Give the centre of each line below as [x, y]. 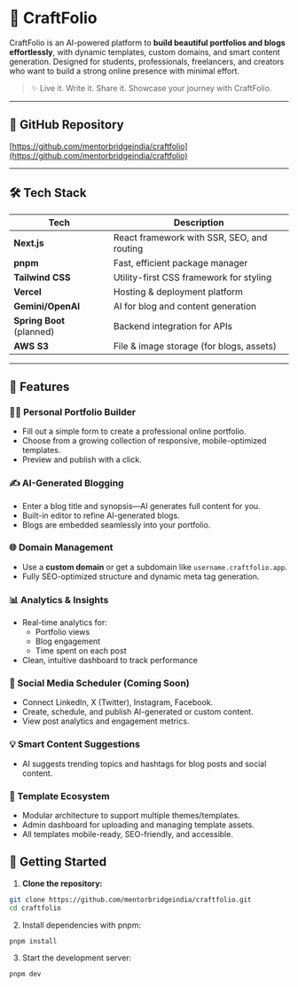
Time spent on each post [81, 651]
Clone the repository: [62, 883]
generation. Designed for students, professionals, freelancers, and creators [147, 61]
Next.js [29, 243]
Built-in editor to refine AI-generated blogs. [101, 515]
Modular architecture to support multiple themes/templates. [131, 816]
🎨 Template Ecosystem [59, 795]
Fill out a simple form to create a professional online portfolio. [134, 431]
